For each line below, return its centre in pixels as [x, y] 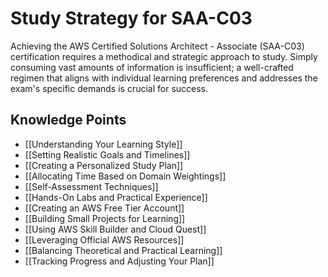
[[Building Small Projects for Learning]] [105, 218]
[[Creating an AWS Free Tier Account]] [104, 208]
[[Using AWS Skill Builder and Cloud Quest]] [115, 229]
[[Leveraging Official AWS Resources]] [104, 239]
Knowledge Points [68, 120]
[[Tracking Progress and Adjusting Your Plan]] [119, 261]
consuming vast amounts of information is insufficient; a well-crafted [152, 67]
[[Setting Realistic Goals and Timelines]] [107, 154]
